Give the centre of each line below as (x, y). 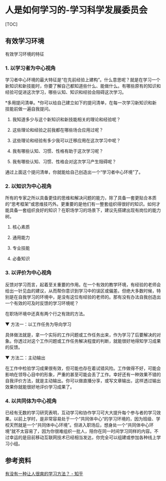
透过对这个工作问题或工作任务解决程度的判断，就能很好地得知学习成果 (89, 341)
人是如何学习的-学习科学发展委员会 (77, 10)
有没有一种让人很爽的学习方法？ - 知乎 (44, 474)
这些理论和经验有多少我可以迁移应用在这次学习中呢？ (66, 141)
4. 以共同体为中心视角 (31, 401)
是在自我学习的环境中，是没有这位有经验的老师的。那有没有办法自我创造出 (85, 297)
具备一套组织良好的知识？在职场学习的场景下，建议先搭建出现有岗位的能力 (85, 210)
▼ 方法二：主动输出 (25, 358)
